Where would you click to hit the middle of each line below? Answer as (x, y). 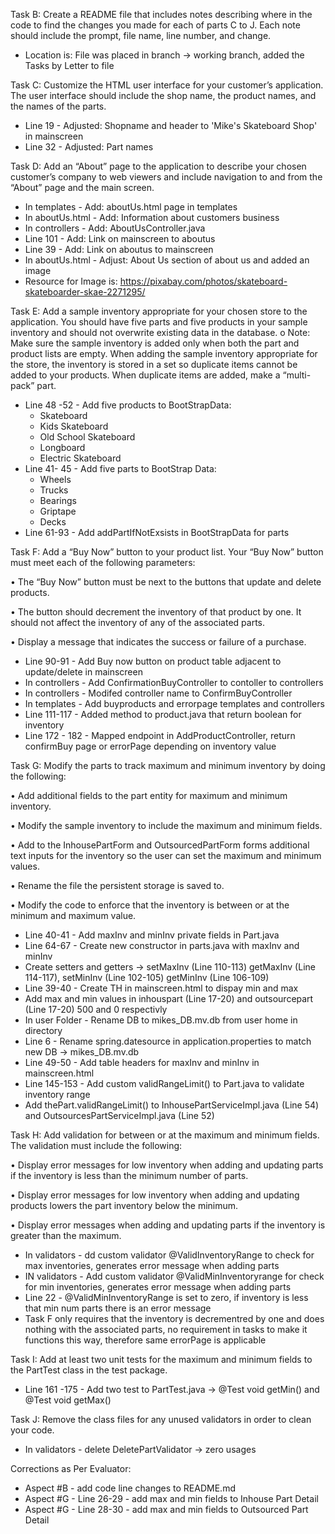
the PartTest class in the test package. (89, 1370)
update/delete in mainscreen (83, 672)
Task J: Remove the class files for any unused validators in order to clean (161, 1419)
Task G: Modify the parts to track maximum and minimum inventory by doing (168, 765)
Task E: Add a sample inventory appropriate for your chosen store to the (159, 311)
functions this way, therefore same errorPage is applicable (145, 1340)
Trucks (54, 490)
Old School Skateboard (87, 437)
